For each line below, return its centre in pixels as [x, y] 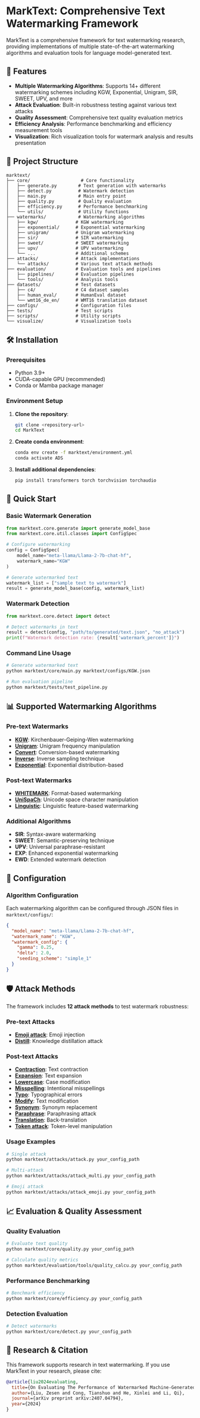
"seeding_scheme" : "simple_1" [54, 959]
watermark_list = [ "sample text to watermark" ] [66, 583]
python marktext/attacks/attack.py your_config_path [73, 1160]
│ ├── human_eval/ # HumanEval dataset [66, 295]
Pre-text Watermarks [37, 726]
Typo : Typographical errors [49, 1095]
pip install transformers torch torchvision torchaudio [85, 480]
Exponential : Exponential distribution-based [69, 765]
